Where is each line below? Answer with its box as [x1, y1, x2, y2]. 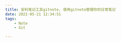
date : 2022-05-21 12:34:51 [5, 12, 61, 17]
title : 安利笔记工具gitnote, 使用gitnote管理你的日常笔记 [5, 7, 116, 12]
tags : [5, 16, 16, 21]
